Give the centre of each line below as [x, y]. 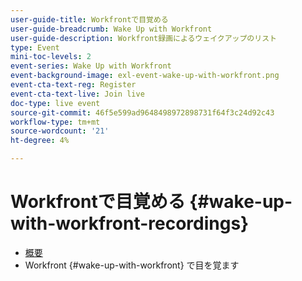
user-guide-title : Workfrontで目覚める [89, 19]
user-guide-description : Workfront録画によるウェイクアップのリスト [143, 38]
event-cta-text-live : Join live [77, 94]
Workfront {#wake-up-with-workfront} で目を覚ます [132, 265]
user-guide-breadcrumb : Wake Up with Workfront [111, 29]
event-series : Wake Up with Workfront [91, 66]
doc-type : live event [55, 103]
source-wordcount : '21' [60, 131]
